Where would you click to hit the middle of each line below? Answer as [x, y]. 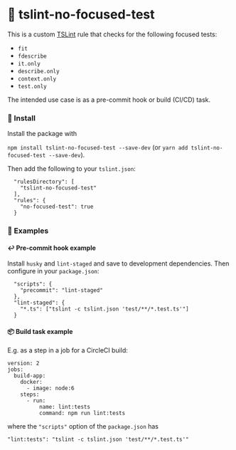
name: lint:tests [65, 407]
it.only [29, 63]
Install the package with [42, 134]
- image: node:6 [50, 388]
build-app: [30, 376]
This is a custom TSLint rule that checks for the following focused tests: [112, 34]
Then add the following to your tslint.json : [72, 169]
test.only [32, 86]
